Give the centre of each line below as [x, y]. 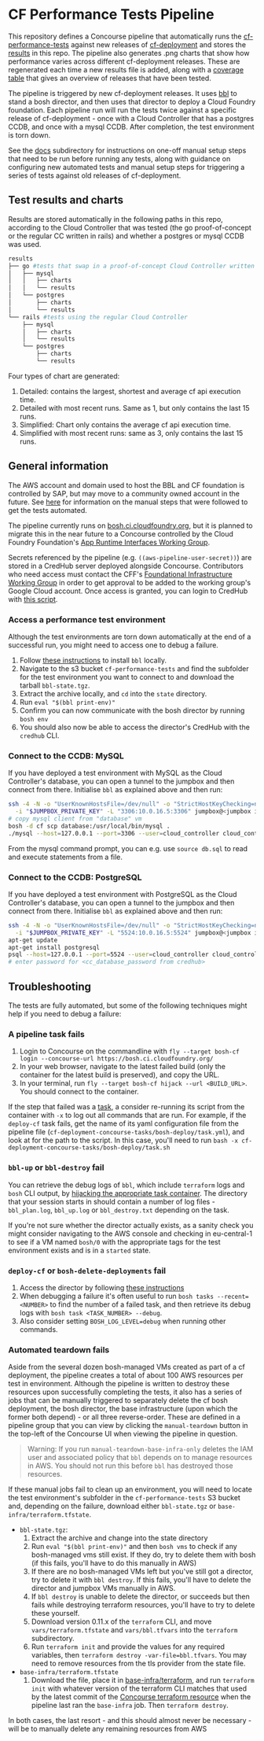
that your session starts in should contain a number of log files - [112, 1201]
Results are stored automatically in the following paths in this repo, [116, 219]
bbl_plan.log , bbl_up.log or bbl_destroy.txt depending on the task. [119, 1210]
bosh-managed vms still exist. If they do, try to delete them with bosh [143, 1555]
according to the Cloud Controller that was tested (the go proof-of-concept [130, 227]
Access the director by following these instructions [102, 1287]
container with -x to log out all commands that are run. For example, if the [127, 1116]
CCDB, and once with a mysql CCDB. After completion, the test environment [131, 127]
